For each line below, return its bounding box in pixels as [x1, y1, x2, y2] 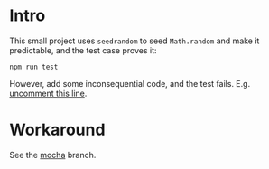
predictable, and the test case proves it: [9, 44, 157, 55]
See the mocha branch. [9, 149, 97, 160]
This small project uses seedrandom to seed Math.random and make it [9, 35, 260, 46]
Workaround [9, 119, 106, 140]
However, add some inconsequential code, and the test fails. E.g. [9, 78, 251, 89]
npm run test [9, 62, 59, 71]
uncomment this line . [9, 88, 88, 99]
